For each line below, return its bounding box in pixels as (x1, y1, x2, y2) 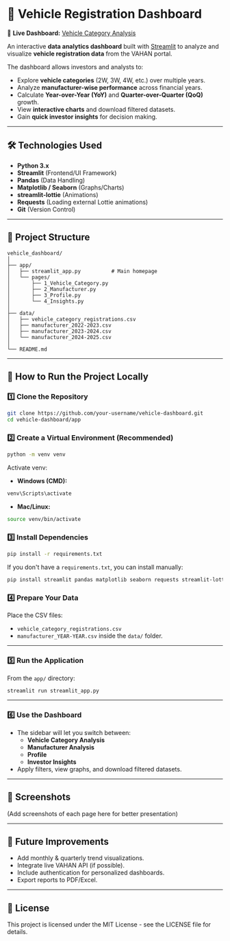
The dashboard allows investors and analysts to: (7, 62, 144, 71)
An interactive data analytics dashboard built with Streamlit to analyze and (7, 42, 219, 50)
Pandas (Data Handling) (16, 176, 86, 184)
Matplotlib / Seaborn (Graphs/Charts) (16, 183, 125, 191)
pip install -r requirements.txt (7, 550, 103, 558)
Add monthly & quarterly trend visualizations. (16, 854, 144, 862)
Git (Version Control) (16, 205, 76, 213)
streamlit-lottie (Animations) (16, 190, 99, 198)
